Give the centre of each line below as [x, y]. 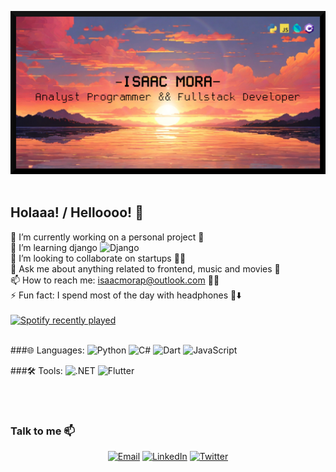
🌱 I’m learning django [54, 247]
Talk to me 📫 [42, 431]
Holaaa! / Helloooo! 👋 [77, 212]
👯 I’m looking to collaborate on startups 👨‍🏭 [98, 258]
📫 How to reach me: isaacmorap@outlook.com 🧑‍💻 [115, 280]
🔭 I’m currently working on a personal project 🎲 [107, 237]
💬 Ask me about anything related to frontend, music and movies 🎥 [145, 268]
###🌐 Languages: [47, 350]
